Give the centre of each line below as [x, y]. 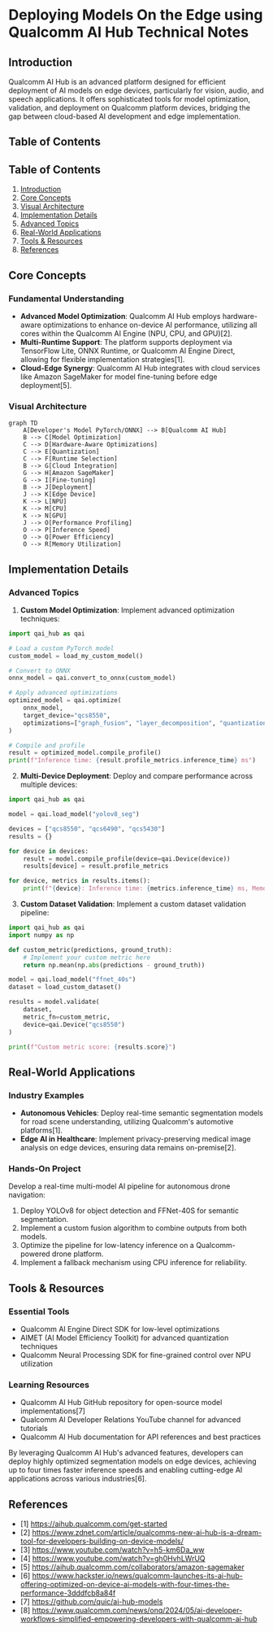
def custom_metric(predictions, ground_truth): [91, 949]
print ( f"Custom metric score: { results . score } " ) [92, 1047]
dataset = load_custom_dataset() [65, 987]
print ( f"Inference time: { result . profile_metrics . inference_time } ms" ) [132, 761]
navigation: [27, 1195]
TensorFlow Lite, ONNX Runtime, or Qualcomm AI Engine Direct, [128, 351]
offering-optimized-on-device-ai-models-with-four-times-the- [125, 1585]
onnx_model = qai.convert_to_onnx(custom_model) [92, 678]
